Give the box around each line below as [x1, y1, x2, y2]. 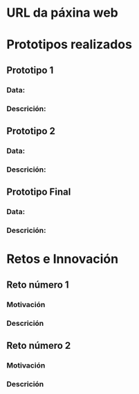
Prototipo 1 [6, 64, 54, 76]
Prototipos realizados [6, 37, 133, 53]
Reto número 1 [6, 279, 70, 290]
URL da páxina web [6, 5, 118, 21]
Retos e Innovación [6, 252, 119, 267]
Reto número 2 [6, 339, 71, 352]
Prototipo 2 [6, 125, 56, 137]
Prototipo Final [6, 186, 71, 198]
